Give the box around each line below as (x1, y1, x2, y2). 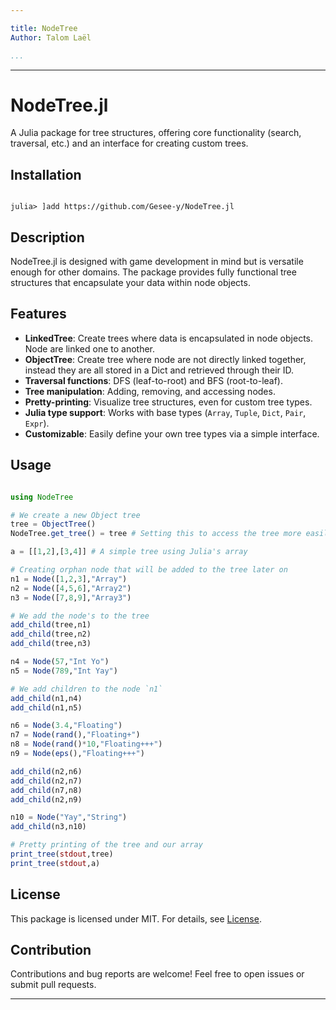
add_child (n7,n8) (10, 785, 83, 795)
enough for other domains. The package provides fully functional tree (10, 266, 297, 278)
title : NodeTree (10, 23, 78, 33)
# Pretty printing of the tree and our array (10, 840, 203, 850)
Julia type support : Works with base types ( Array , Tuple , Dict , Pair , (24, 406, 307, 418)
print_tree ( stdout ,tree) (10, 849, 114, 860)
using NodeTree (10, 492, 74, 502)
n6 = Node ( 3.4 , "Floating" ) (10, 721, 123, 731)
